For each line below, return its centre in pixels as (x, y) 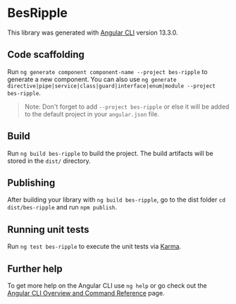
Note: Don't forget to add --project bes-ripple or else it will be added (127, 107)
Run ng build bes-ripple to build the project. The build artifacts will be (110, 153)
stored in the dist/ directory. (49, 161)
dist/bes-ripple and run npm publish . (62, 207)
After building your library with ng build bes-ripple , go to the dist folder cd (116, 200)
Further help (35, 268)
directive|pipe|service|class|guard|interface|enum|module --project (112, 86)
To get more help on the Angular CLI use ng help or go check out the (107, 286)
